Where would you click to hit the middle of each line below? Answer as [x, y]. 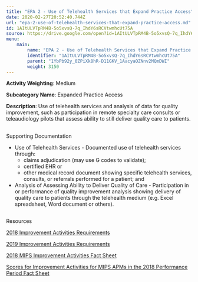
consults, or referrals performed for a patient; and [84, 179]
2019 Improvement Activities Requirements [58, 244]
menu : [13, 39]
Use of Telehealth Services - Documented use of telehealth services [98, 147]
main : [24, 45]
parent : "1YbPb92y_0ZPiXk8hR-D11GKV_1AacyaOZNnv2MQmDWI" [98, 61]
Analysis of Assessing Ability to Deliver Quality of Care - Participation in [102, 185]
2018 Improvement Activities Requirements [58, 233]
